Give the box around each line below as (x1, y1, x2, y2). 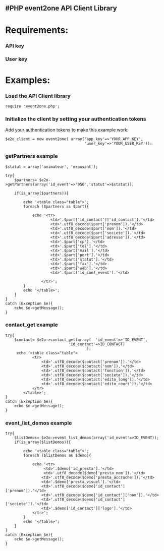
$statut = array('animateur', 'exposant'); (5, 164, 98, 169)
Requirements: (5, 24, 69, 36)
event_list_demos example (5, 419, 72, 426)
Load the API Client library (5, 92, 71, 99)
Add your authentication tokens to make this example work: (5, 127, 129, 133)
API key (5, 42, 24, 49)
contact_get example (5, 321, 58, 328)
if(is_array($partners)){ (14, 191, 69, 196)
